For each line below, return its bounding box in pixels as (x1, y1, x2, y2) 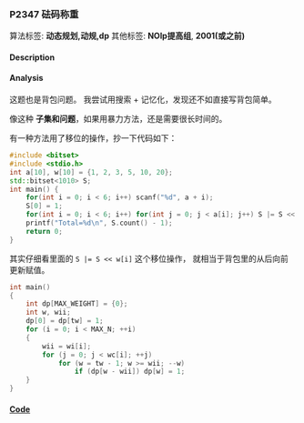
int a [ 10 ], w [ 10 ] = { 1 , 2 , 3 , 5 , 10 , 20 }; (9, 167, 173, 176)
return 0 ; (25, 227, 64, 236)
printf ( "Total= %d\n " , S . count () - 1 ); (25, 218, 173, 228)
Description (9, 52, 56, 63)
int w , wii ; (25, 307, 71, 317)
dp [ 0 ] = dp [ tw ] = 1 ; (25, 317, 104, 326)
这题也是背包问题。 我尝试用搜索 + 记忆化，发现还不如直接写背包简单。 (9, 94, 278, 106)
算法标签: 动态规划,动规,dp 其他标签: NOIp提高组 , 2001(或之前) (9, 30, 246, 42)
